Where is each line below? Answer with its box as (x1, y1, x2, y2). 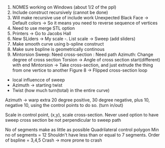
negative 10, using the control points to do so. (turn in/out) (5, 102, 124, 108)
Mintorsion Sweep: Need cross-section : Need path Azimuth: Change (12, 51, 154, 57)
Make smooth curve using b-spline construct (12, 41, 104, 47)
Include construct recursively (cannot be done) (12, 9, 108, 15)
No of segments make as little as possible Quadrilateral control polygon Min (5, 127, 159, 133)
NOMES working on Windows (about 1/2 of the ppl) (12, 4, 117, 10)
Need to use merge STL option (12, 25, 75, 31)
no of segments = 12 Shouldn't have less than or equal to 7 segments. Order (5, 132, 160, 138)
